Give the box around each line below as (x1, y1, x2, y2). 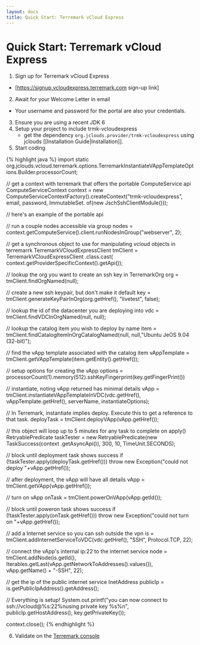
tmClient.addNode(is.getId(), (6, 554, 76, 561)
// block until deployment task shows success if (6, 452, 124, 459)
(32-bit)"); (6, 337, 32, 345)
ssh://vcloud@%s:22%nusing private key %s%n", (6, 603, 130, 610)
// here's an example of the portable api (6, 211, 104, 218)
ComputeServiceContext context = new (6, 187, 104, 194)
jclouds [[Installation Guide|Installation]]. (23, 138, 124, 145)
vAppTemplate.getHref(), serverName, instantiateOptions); (6, 398, 150, 405)
